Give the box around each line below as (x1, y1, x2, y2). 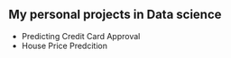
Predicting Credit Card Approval (21, 30, 141, 41)
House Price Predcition (21, 40, 107, 51)
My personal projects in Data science (8, 7, 222, 22)
